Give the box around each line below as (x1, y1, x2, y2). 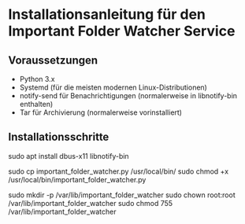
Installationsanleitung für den (8, 6, 206, 24)
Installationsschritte (8, 130, 110, 144)
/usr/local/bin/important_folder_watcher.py (8, 174, 147, 184)
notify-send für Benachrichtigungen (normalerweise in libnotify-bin (19, 91, 238, 100)
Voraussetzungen (8, 53, 98, 67)
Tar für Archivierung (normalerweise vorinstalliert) (19, 108, 183, 117)
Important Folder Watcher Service (8, 22, 236, 40)
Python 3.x (19, 75, 55, 83)
